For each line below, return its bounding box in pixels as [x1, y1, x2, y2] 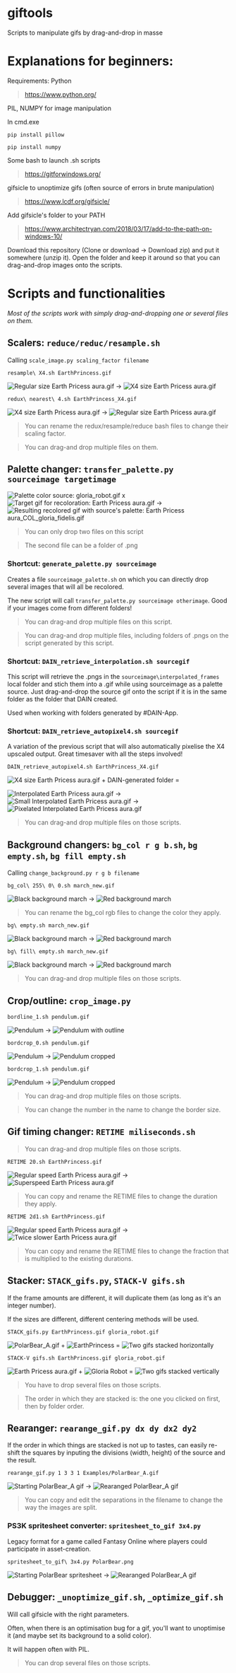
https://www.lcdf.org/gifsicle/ [24, 197, 111, 206]
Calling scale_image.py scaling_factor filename [7, 356, 149, 364]
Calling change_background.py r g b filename [7, 868, 139, 878]
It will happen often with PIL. [7, 1645, 89, 1653]
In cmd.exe [7, 117, 40, 126]
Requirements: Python [7, 76, 72, 85]
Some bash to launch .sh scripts [7, 156, 101, 164]
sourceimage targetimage [7, 474, 117, 485]
